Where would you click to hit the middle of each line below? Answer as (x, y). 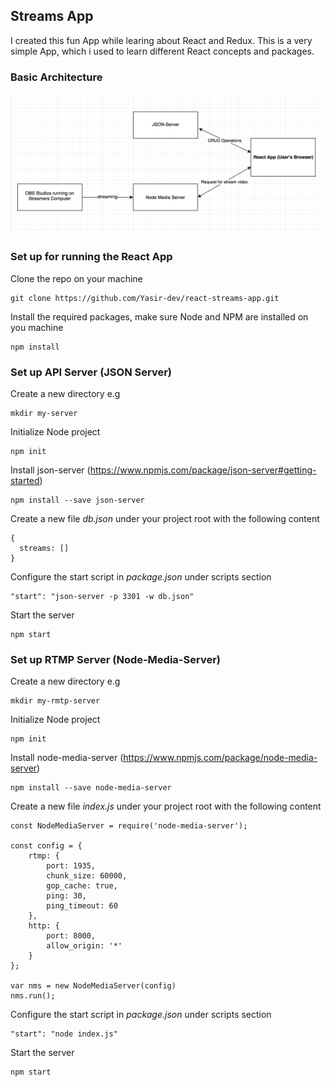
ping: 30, (66, 896)
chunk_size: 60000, (87, 876)
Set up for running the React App (91, 257)
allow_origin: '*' (84, 946)
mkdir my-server (44, 414)
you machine (37, 327)
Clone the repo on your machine (76, 278)
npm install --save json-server (77, 500)
